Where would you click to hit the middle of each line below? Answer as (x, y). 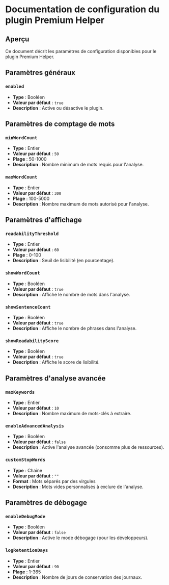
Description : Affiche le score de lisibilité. (56, 362)
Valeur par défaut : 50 (36, 154)
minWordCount (21, 138)
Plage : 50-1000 (30, 159)
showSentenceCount (28, 307)
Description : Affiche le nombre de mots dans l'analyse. (71, 294)
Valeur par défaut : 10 (36, 408)
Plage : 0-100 (27, 255)
